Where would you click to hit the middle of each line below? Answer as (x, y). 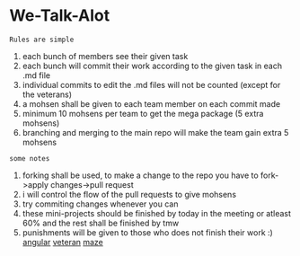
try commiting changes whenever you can (100, 204)
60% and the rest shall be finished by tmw (101, 223)
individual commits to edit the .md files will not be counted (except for (151, 84)
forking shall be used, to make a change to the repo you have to (140, 175)
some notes (30, 158)
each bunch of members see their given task (105, 56)
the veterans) (47, 94)
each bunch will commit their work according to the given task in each (152, 66)
